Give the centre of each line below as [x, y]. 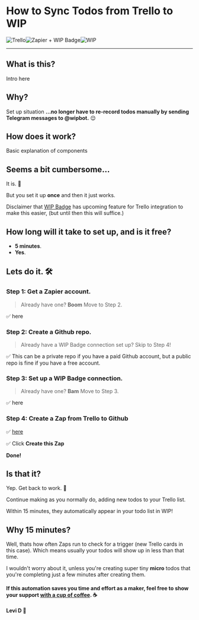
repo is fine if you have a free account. [53, 363]
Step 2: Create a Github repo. [49, 332]
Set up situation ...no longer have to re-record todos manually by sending [98, 112]
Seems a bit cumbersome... [58, 170]
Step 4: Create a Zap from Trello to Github [67, 419]
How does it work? [41, 136]
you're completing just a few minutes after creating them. [76, 575]
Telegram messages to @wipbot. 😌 [51, 118]
